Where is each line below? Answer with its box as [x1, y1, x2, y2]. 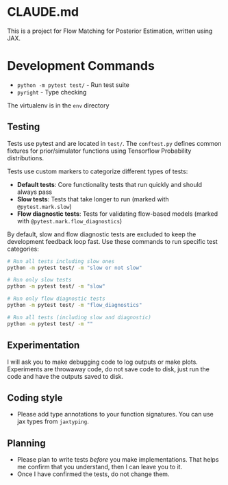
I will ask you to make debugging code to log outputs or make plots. [7, 358, 199, 366]
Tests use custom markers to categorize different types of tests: [7, 167, 188, 175]
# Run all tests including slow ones [7, 258, 115, 264]
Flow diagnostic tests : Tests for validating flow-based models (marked [16, 210, 218, 218]
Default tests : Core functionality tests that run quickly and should [16, 180, 203, 188]
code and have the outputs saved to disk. [7, 372, 124, 380]
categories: [7, 245, 39, 253]
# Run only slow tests [7, 277, 72, 284]
